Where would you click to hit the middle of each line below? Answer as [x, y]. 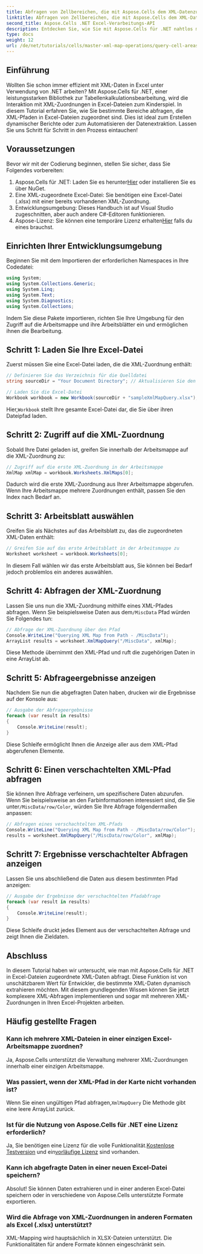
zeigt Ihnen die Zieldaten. [38, 937]
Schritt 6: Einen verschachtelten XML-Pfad [89, 770]
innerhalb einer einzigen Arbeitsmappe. [55, 1066]
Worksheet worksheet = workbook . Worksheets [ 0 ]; [67, 554]
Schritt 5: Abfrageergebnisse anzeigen [81, 678]
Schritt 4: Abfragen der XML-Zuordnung [84, 591]
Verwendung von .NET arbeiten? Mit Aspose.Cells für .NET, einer [87, 91]
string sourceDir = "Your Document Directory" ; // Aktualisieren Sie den [101, 381]
